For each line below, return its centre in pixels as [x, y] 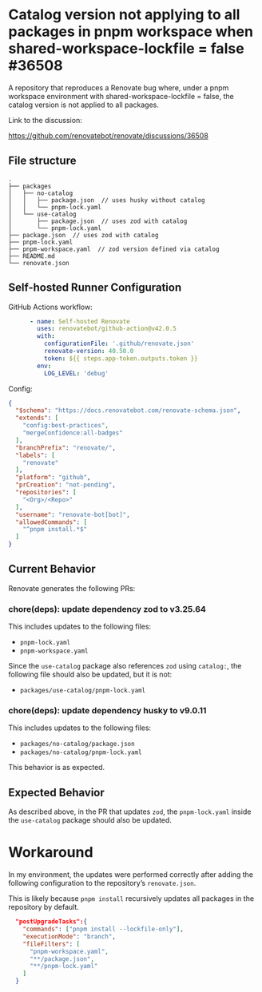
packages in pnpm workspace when [131, 32]
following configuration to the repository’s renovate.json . [102, 883]
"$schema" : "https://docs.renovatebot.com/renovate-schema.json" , [128, 411]
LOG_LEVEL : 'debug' [76, 373]
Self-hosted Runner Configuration [95, 288]
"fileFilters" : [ [52, 944]
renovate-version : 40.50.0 [89, 351]
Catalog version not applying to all [124, 15]
